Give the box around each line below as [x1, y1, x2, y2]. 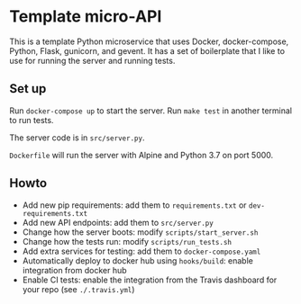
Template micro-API [9, 6, 162, 27]
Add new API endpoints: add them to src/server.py [22, 217, 214, 228]
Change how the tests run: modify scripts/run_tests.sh [22, 236, 233, 246]
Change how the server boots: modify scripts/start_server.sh [22, 227, 259, 237]
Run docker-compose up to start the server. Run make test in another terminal [9, 105, 293, 116]
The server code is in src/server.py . [9, 132, 145, 143]
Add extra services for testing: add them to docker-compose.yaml [22, 246, 261, 256]
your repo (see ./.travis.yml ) [22, 283, 135, 294]
